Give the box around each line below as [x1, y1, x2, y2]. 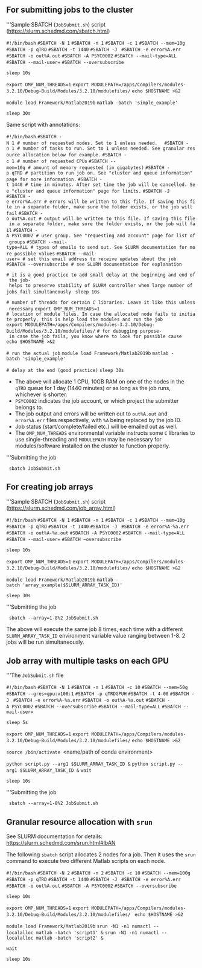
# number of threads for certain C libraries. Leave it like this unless [6, 299, 196, 306]
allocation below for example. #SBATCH [22, 152, 122, 158]
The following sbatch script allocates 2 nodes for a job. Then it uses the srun [6, 851, 196, 858]
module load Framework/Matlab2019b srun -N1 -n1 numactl [6, 923, 151, 929]
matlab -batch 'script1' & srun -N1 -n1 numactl [36, 930, 159, 936]
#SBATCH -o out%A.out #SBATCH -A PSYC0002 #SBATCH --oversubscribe [6, 883, 177, 889]
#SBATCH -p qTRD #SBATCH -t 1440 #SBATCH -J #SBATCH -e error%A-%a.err [6, 524, 189, 530]
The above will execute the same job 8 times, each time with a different [6, 625, 183, 633]
